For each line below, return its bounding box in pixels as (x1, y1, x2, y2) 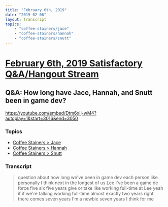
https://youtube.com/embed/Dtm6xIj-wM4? (5, 110, 97, 116)
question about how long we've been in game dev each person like (17, 175, 158, 181)
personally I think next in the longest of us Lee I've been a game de (17, 180, 158, 186)
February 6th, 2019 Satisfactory (5, 58, 143, 69)
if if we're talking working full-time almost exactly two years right (17, 191, 154, 197)
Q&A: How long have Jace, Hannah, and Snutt (5, 88, 153, 97)
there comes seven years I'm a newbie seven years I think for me (17, 196, 154, 202)
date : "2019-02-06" (5, 12, 47, 17)
